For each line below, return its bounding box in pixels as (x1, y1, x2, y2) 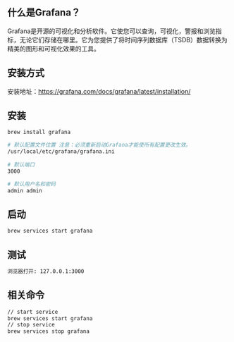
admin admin (7, 187, 42, 194)
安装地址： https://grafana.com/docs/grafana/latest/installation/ (7, 87, 191, 95)
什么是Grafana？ (7, 6, 81, 19)
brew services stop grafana (7, 328, 90, 335)
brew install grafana (7, 129, 71, 136)
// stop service (7, 322, 55, 329)
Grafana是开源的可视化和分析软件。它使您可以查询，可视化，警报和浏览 (7, 27, 216, 35)
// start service (7, 308, 58, 315)
